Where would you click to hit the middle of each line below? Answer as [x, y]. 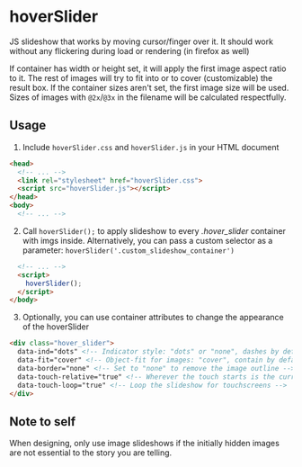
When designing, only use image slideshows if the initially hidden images [145, 444]
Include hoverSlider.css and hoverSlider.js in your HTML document [151, 147]
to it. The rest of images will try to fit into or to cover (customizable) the [141, 77]
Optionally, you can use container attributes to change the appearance [153, 318]
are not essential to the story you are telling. [91, 453]
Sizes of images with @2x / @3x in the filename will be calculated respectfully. [148, 97]
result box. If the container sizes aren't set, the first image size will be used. [149, 87]
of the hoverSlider [56, 327]
